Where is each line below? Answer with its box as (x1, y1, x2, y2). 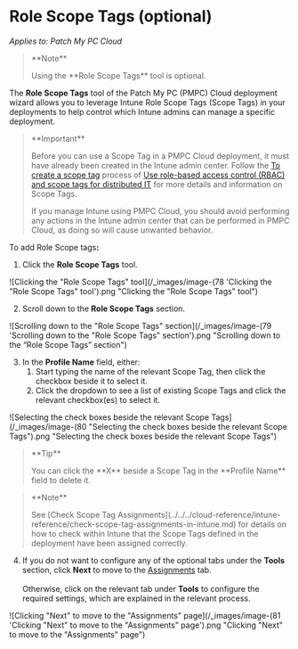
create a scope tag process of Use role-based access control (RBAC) (30, 169, 286, 180)
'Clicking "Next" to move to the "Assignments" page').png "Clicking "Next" (9, 620, 283, 630)
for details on (238, 519, 287, 530)
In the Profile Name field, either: (21, 357, 141, 367)
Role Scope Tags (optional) (9, 6, 213, 27)
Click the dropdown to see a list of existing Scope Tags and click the (35, 385, 286, 396)
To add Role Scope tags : (9, 242, 100, 252)
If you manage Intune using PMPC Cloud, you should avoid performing (30, 205, 290, 216)
